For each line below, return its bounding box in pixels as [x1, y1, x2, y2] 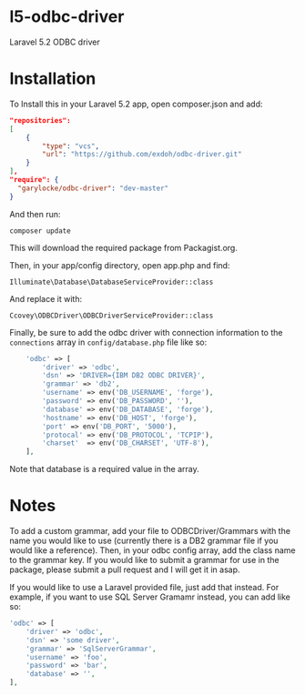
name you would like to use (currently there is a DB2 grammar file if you [9, 535, 279, 547]
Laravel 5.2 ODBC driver [9, 36, 100, 47]
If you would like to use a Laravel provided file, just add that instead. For [9, 582, 280, 593]
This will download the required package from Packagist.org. [9, 242, 239, 253]
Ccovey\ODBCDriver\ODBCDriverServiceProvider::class [9, 311, 214, 320]
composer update [9, 226, 71, 236]
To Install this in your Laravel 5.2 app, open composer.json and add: [9, 98, 263, 109]
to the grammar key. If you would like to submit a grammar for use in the [9, 555, 280, 566]
